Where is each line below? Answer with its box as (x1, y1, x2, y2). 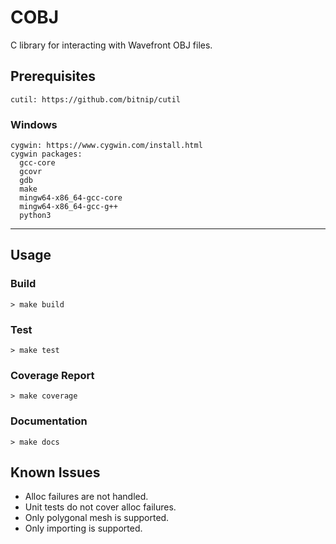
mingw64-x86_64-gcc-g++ (19, 202, 118, 212)
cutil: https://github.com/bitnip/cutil (10, 94, 182, 105)
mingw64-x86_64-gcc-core (19, 193, 123, 203)
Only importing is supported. (24, 522, 143, 535)
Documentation (10, 414, 88, 428)
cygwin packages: (10, 149, 83, 160)
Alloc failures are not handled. (24, 491, 149, 503)
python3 (19, 211, 52, 221)
